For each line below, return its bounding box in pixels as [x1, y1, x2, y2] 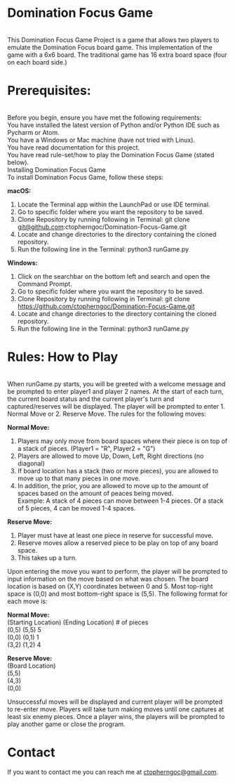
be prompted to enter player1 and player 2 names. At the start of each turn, [7, 387, 224, 395]
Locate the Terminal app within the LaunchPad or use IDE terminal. [17, 200, 210, 209]
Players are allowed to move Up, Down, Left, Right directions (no [17, 452, 204, 460]
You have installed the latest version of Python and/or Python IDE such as [7, 121, 220, 129]
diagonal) [17, 459, 46, 468]
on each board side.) [7, 58, 68, 66]
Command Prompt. [17, 279, 72, 288]
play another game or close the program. [7, 720, 126, 728]
